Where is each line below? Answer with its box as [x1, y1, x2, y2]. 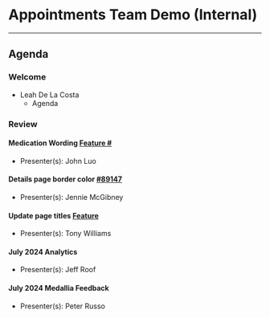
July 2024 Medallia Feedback [8, 283, 110, 292]
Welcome [8, 71, 47, 83]
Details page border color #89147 [8, 174, 123, 184]
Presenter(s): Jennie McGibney [19, 192, 124, 202]
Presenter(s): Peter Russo [19, 301, 106, 311]
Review [8, 118, 38, 129]
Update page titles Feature [8, 210, 99, 220]
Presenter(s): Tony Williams [19, 229, 112, 238]
